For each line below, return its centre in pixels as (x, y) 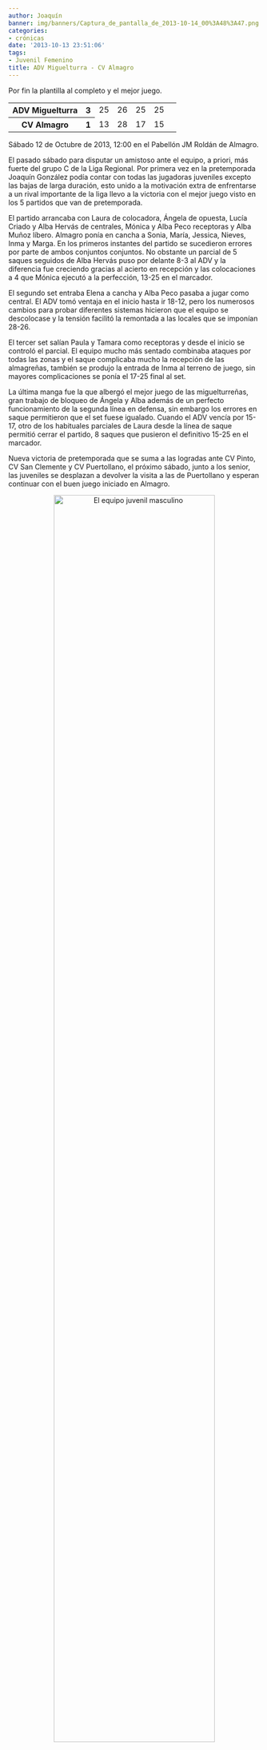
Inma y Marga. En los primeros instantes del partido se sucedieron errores (130, 243)
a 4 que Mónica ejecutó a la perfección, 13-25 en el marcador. (111, 277)
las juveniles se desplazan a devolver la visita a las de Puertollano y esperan (134, 475)
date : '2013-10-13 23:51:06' (57, 46)
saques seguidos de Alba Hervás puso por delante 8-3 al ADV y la (117, 260)
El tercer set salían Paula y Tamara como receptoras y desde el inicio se (127, 342)
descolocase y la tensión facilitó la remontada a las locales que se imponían (133, 318)
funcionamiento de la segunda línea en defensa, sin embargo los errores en (133, 409)
